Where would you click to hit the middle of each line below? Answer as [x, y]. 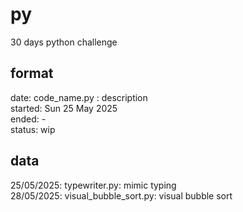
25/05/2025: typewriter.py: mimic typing [93, 185]
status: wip [33, 129]
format [32, 73]
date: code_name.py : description [79, 97]
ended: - [28, 119]
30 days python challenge [64, 42]
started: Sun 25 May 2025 [64, 108]
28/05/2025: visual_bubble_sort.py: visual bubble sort [121, 195]
